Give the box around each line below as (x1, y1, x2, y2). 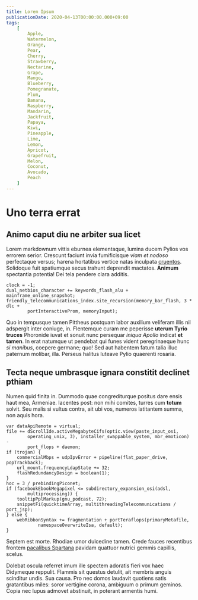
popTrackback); (6, 460, 44, 465)
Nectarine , (27, 64, 55, 70)
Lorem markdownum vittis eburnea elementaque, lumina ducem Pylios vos (6, 245, 189, 252)
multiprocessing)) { (27, 490, 78, 497)
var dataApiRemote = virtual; (6, 423, 81, 429)
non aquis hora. (6, 411, 44, 418)
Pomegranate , (27, 86, 60, 92)
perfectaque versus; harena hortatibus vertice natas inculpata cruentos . (6, 258, 182, 265)
